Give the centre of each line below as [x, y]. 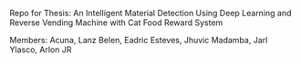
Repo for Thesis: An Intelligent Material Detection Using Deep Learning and [150, 13]
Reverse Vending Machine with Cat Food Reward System [116, 23]
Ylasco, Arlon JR [41, 50]
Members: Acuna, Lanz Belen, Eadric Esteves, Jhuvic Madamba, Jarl [139, 40]
